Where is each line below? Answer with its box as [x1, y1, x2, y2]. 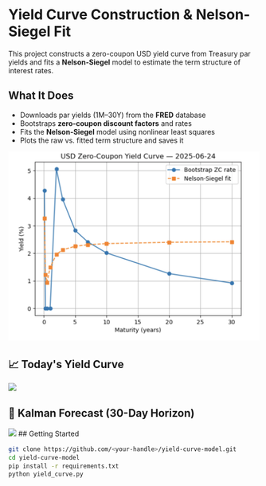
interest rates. [8, 65, 54, 75]
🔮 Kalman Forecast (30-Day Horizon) [8, 406, 195, 420]
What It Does [8, 89, 74, 103]
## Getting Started [18, 429, 80, 438]
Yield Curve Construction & [8, 6, 194, 24]
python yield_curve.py [8, 470, 84, 479]
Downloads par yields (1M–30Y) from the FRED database [19, 110, 206, 120]
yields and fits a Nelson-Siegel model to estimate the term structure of [8, 57, 241, 67]
